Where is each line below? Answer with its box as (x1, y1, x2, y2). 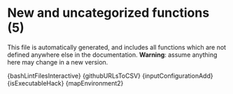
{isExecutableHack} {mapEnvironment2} (7, 79, 124, 87)
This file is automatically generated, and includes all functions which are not (7, 43, 226, 51)
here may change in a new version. (7, 58, 108, 66)
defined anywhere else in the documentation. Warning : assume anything (7, 51, 218, 59)
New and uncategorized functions (7, 5, 210, 21)
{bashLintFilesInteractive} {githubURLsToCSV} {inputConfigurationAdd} (7, 72, 213, 80)
